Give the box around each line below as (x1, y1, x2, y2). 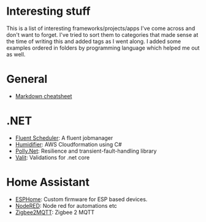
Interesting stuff (6, 4, 91, 18)
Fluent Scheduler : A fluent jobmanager (15, 134, 113, 142)
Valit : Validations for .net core (15, 153, 90, 161)
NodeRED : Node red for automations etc (15, 202, 118, 209)
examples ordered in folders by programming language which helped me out (6, 44, 200, 52)
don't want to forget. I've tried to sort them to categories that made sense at (6, 31, 199, 38)
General (6, 72, 48, 86)
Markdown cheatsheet (15, 92, 72, 99)
